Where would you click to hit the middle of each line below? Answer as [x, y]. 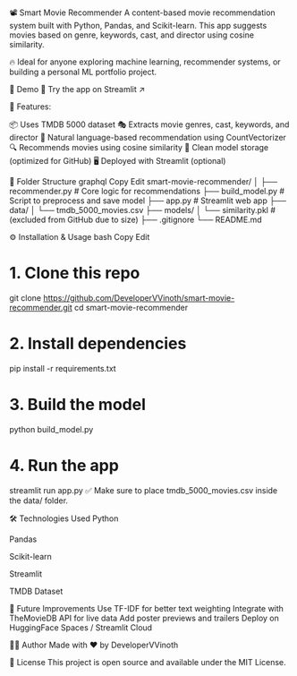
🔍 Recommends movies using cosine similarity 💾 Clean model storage [139, 147]
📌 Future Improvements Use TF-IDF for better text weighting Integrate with [147, 608]
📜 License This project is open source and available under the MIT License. [148, 662]
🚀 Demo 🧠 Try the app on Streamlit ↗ [77, 89]
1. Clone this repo [75, 274]
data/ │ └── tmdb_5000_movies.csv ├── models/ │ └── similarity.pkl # [142, 210]
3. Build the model [77, 405]
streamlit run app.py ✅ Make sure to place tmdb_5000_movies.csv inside [144, 490]
